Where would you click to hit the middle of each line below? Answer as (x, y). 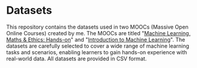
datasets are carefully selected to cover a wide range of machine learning (98, 46)
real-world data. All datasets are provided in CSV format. (77, 58)
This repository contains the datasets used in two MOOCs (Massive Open (97, 27)
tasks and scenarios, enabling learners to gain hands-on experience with (97, 52)
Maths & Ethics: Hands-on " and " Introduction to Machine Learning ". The (96, 39)
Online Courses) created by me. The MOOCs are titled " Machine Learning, (98, 33)
